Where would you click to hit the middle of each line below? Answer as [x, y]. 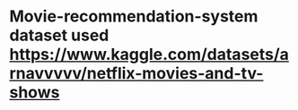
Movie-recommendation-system [134, 17]
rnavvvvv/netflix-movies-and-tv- [136, 74]
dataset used [59, 35]
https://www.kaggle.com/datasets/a [149, 55]
